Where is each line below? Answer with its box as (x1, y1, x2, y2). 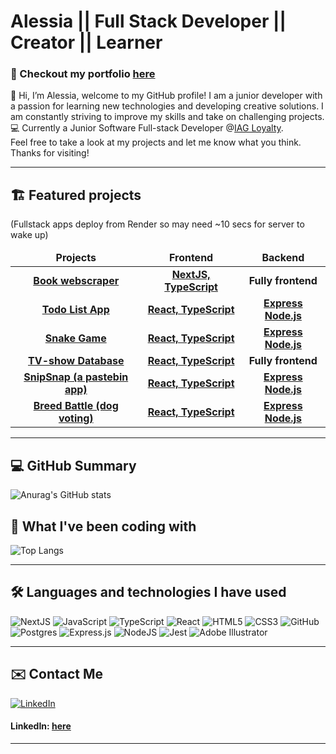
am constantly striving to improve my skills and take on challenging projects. (10, 111, 325, 123)
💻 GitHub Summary (10, 457, 137, 474)
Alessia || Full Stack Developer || (10, 10, 287, 33)
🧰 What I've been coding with (10, 518, 197, 535)
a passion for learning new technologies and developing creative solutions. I (10, 100, 324, 112)
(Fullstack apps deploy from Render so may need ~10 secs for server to (10, 218, 305, 230)
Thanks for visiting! (10, 147, 90, 159)
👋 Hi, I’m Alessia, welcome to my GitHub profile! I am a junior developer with (10, 90, 323, 102)
